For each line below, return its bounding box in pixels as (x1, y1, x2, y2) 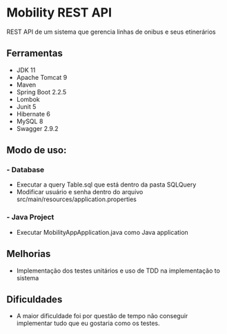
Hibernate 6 (16, 109, 51, 118)
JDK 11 (16, 65, 36, 74)
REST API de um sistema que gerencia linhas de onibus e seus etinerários (6, 28, 216, 36)
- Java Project (6, 212, 55, 222)
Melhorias (6, 248, 51, 260)
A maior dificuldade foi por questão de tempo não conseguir (16, 312, 188, 320)
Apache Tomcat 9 (16, 73, 68, 81)
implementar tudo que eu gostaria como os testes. (16, 319, 160, 328)
